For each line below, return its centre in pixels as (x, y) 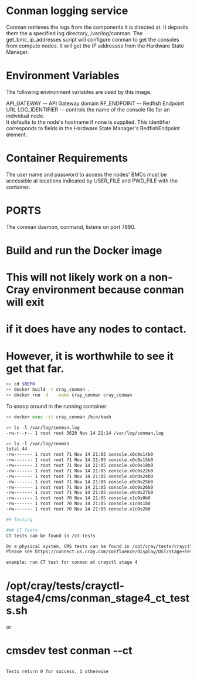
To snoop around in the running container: (57, 406)
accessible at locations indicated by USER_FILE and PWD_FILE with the (92, 181)
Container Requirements (67, 158)
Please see (19, 552)
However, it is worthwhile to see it (90, 356)
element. (17, 134)
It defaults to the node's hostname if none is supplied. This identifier (89, 122)
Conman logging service (67, 11)
